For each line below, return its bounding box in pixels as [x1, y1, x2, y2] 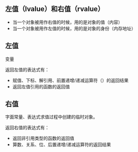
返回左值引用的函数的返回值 [12, 84, 70, 90]
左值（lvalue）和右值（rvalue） [5, 5, 104, 14]
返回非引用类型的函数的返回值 [12, 135, 74, 141]
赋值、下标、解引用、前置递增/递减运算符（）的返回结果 [12, 77, 129, 83]
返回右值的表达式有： [5, 125, 49, 131]
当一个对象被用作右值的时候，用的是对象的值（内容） [12, 19, 123, 25]
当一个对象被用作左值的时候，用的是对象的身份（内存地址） [12, 25, 136, 31]
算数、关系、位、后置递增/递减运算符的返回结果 [12, 141, 111, 147]
